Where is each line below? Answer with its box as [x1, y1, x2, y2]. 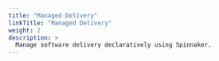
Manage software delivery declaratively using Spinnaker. [15, 41, 213, 49]
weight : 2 [8, 26, 41, 34]
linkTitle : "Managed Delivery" [8, 19, 112, 27]
